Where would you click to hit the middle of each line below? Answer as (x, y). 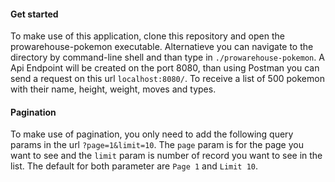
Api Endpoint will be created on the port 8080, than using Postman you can (165, 68)
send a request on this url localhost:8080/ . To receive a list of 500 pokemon (167, 79)
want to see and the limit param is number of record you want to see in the (166, 156)
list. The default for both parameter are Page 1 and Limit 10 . (134, 166)
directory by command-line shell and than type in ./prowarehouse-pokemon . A (167, 57)
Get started (34, 14)
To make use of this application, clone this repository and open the (147, 36)
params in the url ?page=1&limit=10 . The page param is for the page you (157, 145)
